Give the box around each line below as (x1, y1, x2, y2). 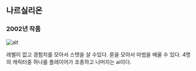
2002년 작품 (6, 25, 41, 33)
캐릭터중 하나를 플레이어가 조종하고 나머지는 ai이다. (12, 58, 132, 65)
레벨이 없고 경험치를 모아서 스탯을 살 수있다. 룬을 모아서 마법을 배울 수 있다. (6, 51, 181, 58)
